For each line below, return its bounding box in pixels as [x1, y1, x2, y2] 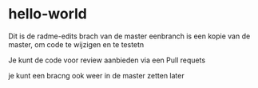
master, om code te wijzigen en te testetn [8, 39, 145, 49]
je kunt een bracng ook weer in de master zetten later [8, 70, 185, 80]
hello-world [8, 5, 88, 23]
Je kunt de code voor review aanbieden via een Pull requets [8, 55, 206, 65]
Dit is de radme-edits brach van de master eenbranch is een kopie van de [8, 31, 251, 41]
